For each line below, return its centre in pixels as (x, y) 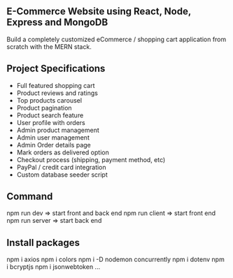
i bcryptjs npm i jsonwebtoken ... (54, 267)
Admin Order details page (54, 145)
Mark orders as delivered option (63, 152)
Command (30, 197)
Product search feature (50, 115)
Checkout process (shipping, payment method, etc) (91, 159)
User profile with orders (51, 122)
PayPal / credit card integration (61, 167)
